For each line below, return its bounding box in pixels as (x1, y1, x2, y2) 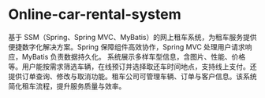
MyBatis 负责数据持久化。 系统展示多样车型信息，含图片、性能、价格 (21, 52, 246, 61)
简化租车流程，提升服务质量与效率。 (8, 81, 126, 91)
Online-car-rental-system (8, 5, 181, 24)
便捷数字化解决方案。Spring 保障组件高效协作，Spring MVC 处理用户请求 (8, 42, 246, 52)
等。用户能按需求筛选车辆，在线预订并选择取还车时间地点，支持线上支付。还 (8, 61, 257, 71)
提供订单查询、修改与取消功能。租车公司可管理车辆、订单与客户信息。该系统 (8, 71, 257, 81)
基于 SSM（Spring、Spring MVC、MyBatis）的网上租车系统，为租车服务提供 (8, 32, 257, 42)
